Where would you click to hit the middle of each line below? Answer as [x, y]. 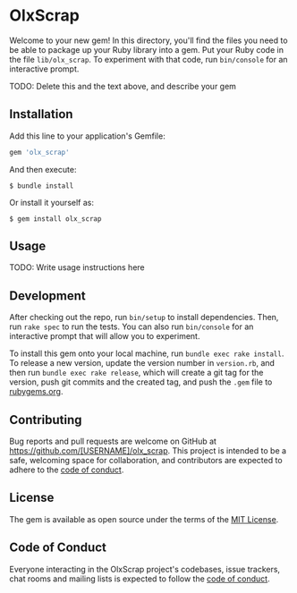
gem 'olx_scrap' [39, 152]
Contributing [46, 420]
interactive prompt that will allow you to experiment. [105, 336]
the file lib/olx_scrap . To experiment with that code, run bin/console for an [148, 59]
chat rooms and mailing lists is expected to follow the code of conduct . [140, 579]
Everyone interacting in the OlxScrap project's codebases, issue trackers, [144, 569]
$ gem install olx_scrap [55, 219]
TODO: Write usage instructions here [77, 267]
